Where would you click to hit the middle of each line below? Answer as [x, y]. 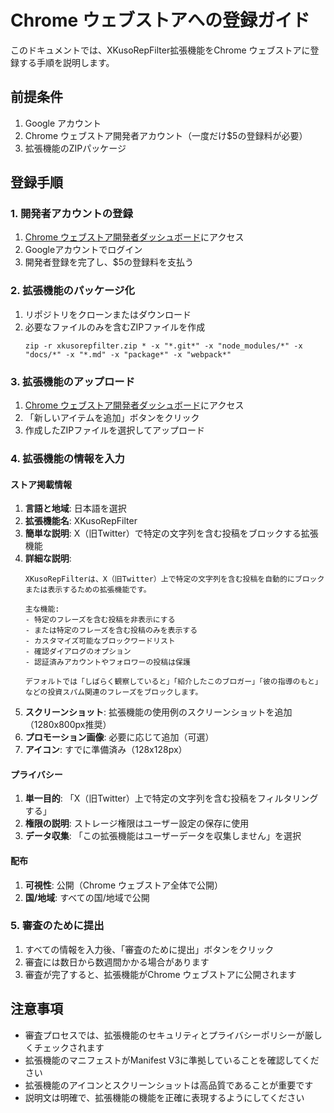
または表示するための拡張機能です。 [88, 590]
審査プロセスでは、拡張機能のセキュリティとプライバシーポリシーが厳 [169, 1035]
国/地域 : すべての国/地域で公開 [87, 897]
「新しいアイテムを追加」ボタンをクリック [112, 418]
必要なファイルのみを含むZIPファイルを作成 [115, 327]
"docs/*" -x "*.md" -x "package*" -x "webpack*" [128, 354]
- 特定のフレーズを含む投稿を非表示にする [100, 620]
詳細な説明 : [48, 558]
